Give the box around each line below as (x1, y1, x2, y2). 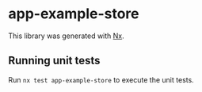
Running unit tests (8, 54, 101, 67)
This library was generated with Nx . (8, 31, 124, 40)
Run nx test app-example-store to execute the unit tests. (8, 75, 194, 84)
